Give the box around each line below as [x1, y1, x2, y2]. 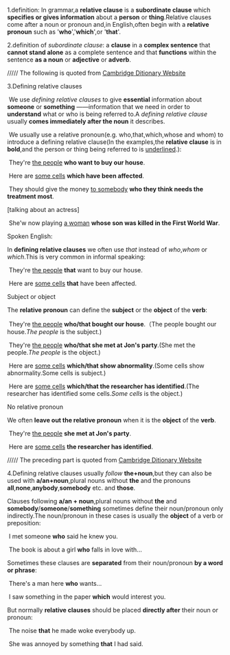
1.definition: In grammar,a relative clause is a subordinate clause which [7, 6, 211, 14]
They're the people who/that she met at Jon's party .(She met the [8, 341, 196, 349]
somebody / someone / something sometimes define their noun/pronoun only [7, 504, 224, 512]
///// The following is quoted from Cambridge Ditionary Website [7, 69, 186, 77]
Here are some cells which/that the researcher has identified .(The [8, 382, 200, 390]
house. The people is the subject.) [7, 328, 102, 335]
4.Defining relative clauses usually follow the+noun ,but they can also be [7, 469, 212, 477]
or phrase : [7, 566, 38, 574]
